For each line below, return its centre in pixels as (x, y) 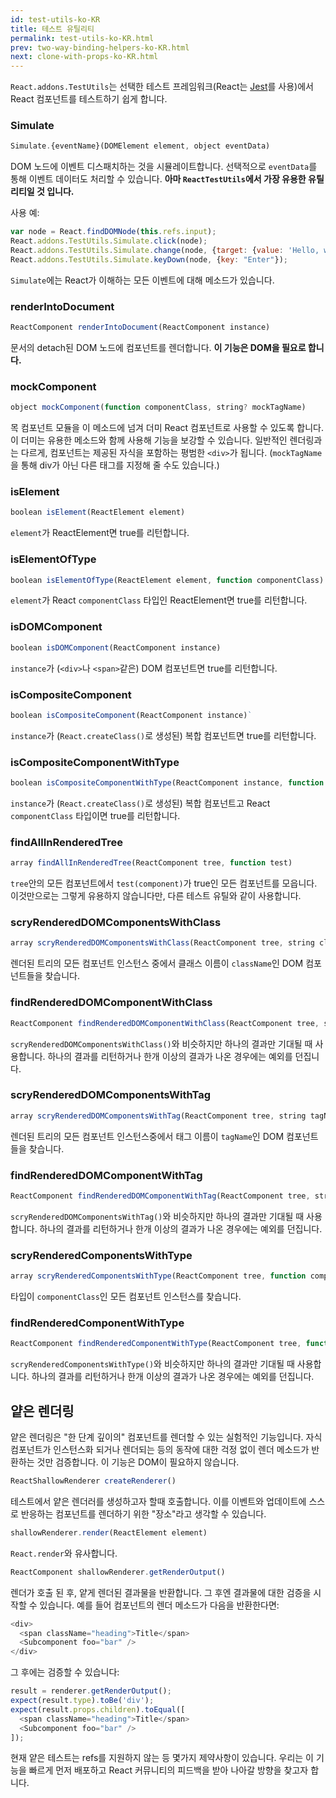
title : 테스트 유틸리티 (52, 29)
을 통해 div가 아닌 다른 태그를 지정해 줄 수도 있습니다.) (115, 465)
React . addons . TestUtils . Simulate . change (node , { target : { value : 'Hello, (165, 251)
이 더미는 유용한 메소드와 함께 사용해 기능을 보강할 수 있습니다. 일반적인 (149, 440)
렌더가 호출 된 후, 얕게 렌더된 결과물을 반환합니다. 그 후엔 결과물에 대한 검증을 (161, 1592)
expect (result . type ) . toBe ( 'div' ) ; (82, 1701)
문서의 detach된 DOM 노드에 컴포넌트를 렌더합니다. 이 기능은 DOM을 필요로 (158, 347)
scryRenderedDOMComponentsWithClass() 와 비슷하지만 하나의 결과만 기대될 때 (161, 1043)
